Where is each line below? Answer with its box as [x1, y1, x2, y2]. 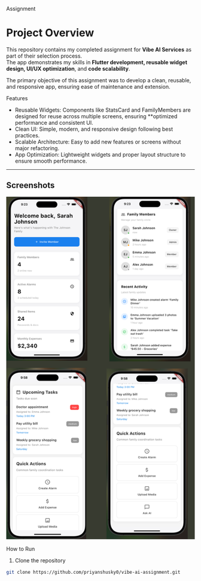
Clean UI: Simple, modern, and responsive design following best [14, 125, 173, 133]
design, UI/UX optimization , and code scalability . [6, 65, 130, 72]
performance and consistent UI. [14, 119, 94, 126]
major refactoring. [14, 144, 60, 152]
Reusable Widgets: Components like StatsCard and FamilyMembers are [14, 106, 191, 113]
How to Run [6, 546, 35, 553]
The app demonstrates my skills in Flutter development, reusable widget [6, 58, 187, 65]
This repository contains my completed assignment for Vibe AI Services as [6, 46, 192, 53]
